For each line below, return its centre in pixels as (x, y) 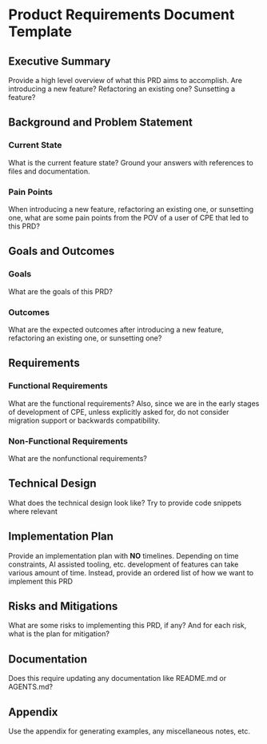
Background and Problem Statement (101, 123)
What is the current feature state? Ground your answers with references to (131, 162)
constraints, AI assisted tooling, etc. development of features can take (124, 564)
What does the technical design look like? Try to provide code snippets (125, 503)
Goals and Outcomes (62, 251)
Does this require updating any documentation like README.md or (117, 678)
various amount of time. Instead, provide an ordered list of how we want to (131, 572)
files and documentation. (49, 171)
